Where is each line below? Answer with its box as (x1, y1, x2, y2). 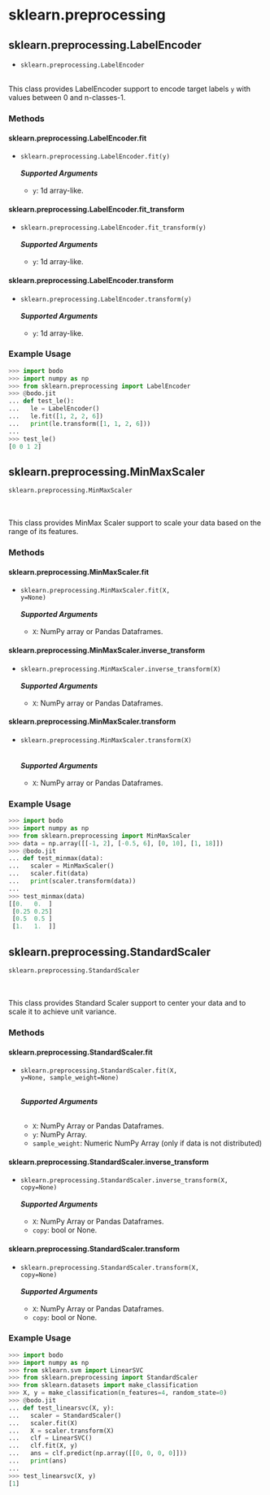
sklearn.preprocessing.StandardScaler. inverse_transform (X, (20, 1176, 229, 1184)
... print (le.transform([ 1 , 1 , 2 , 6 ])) (8, 419, 151, 428)
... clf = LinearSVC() (8, 1434, 93, 1442)
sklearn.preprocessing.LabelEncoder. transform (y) (20, 295, 193, 303)
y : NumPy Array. (32, 1130, 87, 1140)
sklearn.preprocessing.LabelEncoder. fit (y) (20, 153, 171, 161)
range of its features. (8, 527, 79, 537)
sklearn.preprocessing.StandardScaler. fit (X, (20, 1067, 177, 1075)
